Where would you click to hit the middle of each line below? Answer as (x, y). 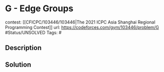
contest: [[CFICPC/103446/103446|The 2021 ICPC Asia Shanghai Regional (80, 22)
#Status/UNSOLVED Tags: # (34, 32)
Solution (18, 64)
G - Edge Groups (39, 9)
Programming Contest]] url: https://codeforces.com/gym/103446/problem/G (82, 27)
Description (23, 48)
